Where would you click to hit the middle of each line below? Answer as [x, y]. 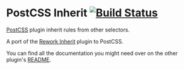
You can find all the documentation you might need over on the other [92, 53]
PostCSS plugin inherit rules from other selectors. [68, 30]
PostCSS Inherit [47, 13]
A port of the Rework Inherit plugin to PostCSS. [65, 41]
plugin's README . [29, 59]
